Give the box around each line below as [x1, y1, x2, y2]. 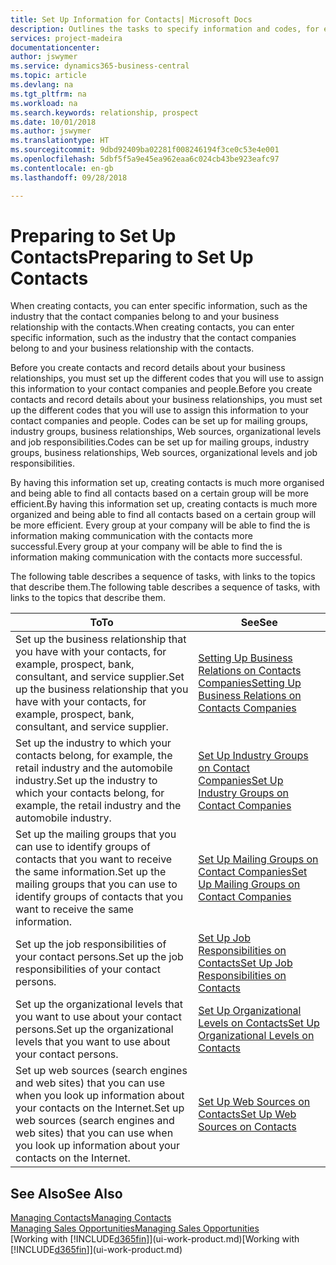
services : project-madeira [10, 33, 123, 43]
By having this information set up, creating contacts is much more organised [10, 477, 325, 489]
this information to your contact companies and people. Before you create [10, 383, 313, 395]
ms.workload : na [10, 98, 78, 108]
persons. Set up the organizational [15, 1022, 174, 1036]
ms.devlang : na [10, 80, 74, 90]
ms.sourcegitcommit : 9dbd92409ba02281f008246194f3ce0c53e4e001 [10, 145, 280, 155]
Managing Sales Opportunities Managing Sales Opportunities [10, 1222, 260, 1235]
